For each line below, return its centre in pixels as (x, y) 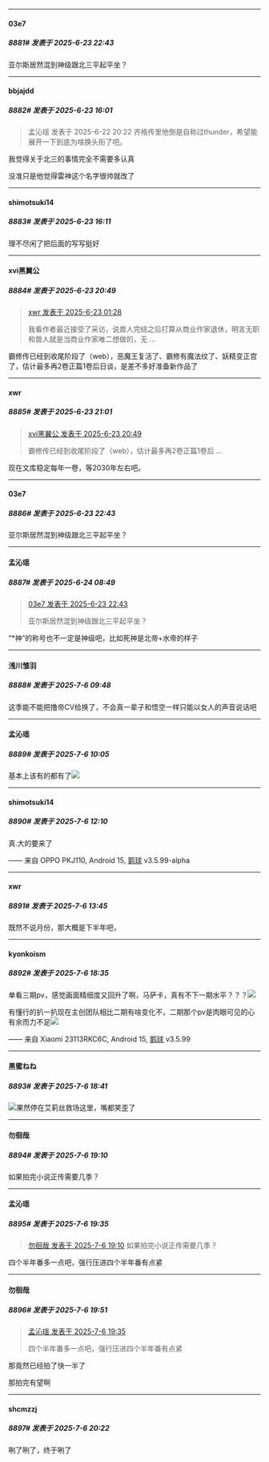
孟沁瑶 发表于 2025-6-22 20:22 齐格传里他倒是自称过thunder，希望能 (143, 132)
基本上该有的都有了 (40, 776)
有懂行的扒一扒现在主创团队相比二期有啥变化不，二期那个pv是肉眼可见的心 (132, 1012)
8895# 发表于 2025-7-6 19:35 (59, 1224)
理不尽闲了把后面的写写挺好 (54, 243)
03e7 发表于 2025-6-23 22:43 (78, 604)
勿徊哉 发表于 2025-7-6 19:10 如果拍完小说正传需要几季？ (122, 1246)
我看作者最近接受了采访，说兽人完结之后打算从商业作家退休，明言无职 (144, 329)
